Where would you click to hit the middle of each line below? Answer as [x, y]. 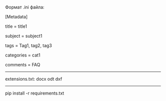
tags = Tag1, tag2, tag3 [29, 46]
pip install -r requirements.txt [35, 93]
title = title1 [16, 26]
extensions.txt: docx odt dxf [34, 79]
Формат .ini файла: [25, 7]
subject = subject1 [24, 36]
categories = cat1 [23, 55]
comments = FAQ [23, 65]
